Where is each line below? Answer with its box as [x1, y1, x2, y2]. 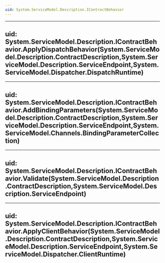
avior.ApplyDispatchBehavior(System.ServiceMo [5, 45, 160, 54]
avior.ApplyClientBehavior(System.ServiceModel [5, 227, 160, 236]
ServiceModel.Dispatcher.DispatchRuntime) [5, 68, 144, 77]
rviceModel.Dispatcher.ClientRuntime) [5, 250, 126, 259]
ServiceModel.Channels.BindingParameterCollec [5, 129, 159, 137]
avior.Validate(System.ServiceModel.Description [5, 174, 159, 183]
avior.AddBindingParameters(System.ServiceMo [5, 106, 158, 114]
